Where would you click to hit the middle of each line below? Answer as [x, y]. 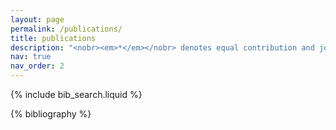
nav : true [31, 57]
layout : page [37, 19]
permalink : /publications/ [66, 29]
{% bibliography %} [51, 114]
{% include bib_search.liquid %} [76, 94]
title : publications [53, 38]
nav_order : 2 [37, 66]
